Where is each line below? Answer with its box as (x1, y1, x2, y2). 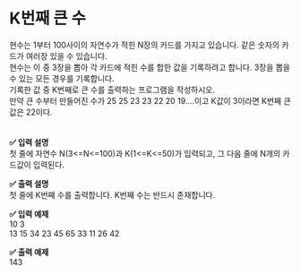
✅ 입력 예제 (9, 208, 49, 219)
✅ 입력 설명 (9, 136, 49, 148)
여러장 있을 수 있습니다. (25, 50, 107, 61)
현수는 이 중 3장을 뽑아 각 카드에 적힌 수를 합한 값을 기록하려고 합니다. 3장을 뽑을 (9, 62, 291, 73)
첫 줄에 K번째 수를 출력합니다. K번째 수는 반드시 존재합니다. (9, 189, 216, 200)
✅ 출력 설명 (9, 178, 49, 189)
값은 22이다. (9, 107, 53, 117)
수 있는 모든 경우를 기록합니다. (9, 73, 115, 83)
